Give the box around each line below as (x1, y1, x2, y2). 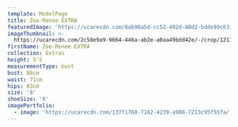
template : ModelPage (7, 10, 69, 18)
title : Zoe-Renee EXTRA (7, 17, 78, 24)
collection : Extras (7, 50, 65, 57)
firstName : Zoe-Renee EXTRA (7, 43, 91, 50)
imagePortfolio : (7, 102, 55, 109)
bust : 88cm (7, 69, 40, 76)
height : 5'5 (7, 56, 42, 64)
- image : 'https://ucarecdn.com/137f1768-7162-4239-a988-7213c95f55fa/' (13, 109, 233, 116)
